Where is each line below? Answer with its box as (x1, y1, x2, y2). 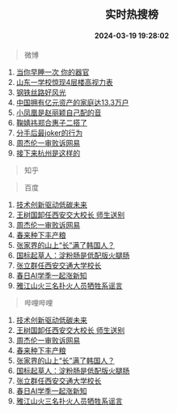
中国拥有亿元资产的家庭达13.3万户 (15, 97, 129, 107)
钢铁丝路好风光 (15, 87, 66, 97)
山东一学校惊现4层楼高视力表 (15, 77, 113, 87)
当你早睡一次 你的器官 (15, 67, 90, 77)
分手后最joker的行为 (15, 128, 83, 138)
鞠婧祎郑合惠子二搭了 (15, 117, 87, 127)
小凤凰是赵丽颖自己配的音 (15, 108, 102, 117)
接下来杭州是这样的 (15, 148, 81, 158)
